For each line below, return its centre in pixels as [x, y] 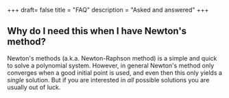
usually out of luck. [34, 87]
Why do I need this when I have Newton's [97, 31]
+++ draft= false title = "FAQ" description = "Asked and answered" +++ [108, 10]
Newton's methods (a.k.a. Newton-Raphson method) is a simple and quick [112, 58]
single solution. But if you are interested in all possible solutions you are [108, 80]
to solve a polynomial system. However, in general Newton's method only [111, 65]
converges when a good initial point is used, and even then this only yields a [115, 72]
